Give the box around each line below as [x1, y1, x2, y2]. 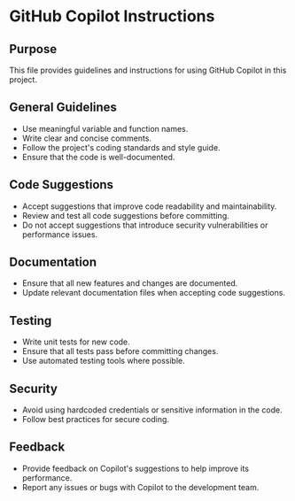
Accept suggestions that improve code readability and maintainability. [21, 201, 277, 212]
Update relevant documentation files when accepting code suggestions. [21, 288, 286, 298]
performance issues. [21, 228, 98, 240]
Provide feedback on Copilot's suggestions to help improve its [21, 463, 250, 474]
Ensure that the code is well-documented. [21, 151, 175, 162]
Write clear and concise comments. [21, 133, 152, 143]
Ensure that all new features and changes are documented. [21, 278, 238, 289]
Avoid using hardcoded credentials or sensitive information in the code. [21, 405, 283, 415]
